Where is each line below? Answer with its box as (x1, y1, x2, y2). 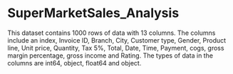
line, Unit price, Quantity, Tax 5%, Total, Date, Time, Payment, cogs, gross (7, 43, 224, 52)
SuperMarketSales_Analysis (7, 5, 180, 21)
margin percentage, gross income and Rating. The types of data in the (7, 51, 214, 60)
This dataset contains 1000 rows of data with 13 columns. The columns (7, 28, 216, 37)
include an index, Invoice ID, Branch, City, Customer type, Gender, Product (7, 36, 227, 44)
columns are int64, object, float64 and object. (7, 58, 142, 67)
